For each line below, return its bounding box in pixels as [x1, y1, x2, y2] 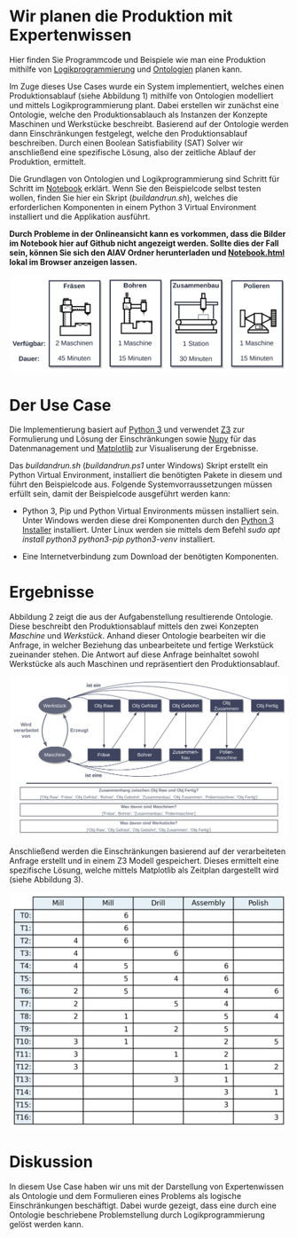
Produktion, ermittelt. [9, 156, 87, 167]
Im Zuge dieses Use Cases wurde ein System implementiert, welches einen [9, 81, 285, 91]
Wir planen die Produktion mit [9, 6, 233, 27]
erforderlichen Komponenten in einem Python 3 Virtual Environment [9, 201, 257, 212]
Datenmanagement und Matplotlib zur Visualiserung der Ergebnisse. [9, 443, 259, 454]
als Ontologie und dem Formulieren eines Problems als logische [9, 1191, 242, 1202]
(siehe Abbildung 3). [9, 874, 84, 885]
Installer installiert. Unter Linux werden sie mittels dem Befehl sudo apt [21, 525, 281, 536]
